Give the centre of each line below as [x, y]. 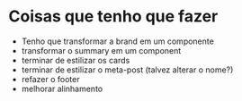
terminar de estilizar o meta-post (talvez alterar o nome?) [127, 70]
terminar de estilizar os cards [76, 60]
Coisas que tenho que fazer [113, 17]
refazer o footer [50, 79]
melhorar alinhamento [62, 88]
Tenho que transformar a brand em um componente [118, 41]
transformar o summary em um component [101, 50]
